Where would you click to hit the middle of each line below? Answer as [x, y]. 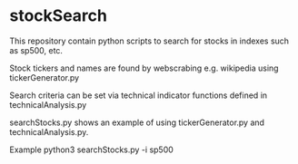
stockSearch [58, 16]
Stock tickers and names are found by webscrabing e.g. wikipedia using [144, 68]
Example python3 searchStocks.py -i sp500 [92, 150]
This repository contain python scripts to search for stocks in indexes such [149, 41]
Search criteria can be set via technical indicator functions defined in [139, 95]
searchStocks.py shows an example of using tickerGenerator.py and [137, 122]
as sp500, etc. [36, 50]
